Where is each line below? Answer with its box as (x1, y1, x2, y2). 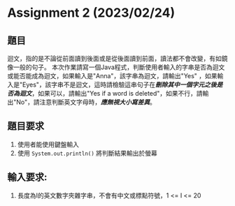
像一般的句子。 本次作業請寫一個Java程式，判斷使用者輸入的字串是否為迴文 (7, 63, 225, 71)
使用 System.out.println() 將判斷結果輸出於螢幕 (17, 149, 157, 157)
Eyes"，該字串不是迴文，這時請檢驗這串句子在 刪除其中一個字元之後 (22, 80, 217, 89)
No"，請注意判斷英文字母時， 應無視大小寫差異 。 (16, 98, 156, 106)
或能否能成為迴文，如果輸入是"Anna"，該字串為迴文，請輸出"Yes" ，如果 (7, 72, 218, 80)
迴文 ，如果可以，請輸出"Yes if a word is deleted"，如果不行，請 (19, 89, 203, 97)
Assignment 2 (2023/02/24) (7, 5, 176, 21)
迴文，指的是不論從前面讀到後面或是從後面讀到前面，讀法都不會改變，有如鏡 (7, 54, 228, 62)
